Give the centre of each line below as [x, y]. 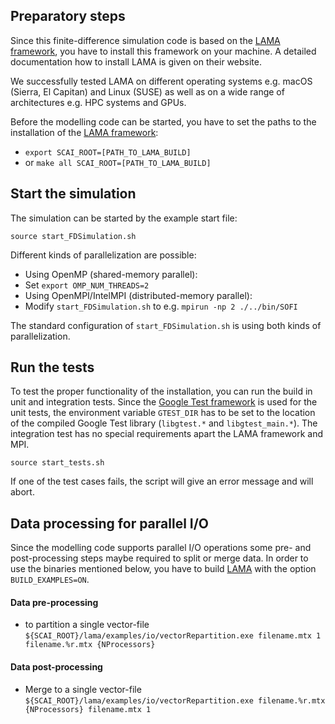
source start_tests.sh [57, 463]
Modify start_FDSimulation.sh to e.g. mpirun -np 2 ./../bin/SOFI [161, 306]
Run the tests [52, 367]
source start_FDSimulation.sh [73, 236]
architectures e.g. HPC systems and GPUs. [98, 102]
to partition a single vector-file [87, 625]
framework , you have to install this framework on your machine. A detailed [163, 51]
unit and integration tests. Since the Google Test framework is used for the [164, 402]
